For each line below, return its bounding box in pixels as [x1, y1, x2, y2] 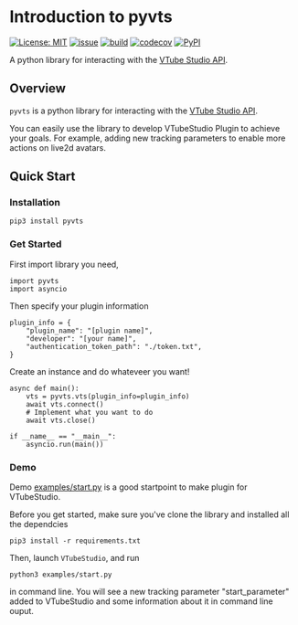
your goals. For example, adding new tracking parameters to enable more [9, 132, 286, 143]
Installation [9, 196, 61, 209]
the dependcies [9, 519, 69, 530]
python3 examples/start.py [9, 570, 112, 579]
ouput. [9, 606, 35, 617]
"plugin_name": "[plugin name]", [26, 326, 154, 335]
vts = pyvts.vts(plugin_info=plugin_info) [26, 391, 190, 401]
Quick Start [9, 169, 76, 185]
